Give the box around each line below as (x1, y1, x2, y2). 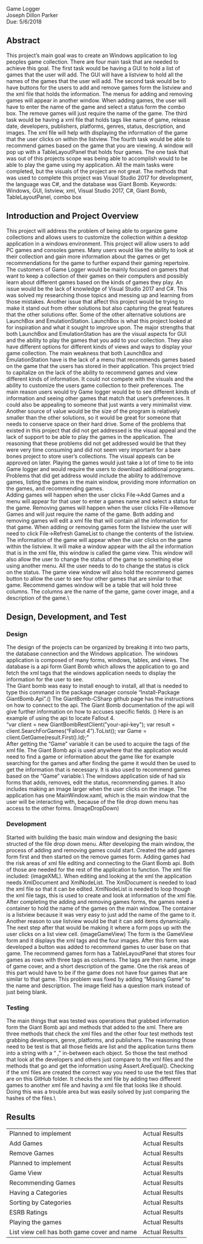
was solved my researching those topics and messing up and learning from (6, 291, 193, 299)
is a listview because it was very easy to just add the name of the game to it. (6, 911, 196, 918)
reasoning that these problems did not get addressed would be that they (6, 440, 186, 447)
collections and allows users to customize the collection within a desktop (6, 233, 188, 241)
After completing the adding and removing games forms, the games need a (6, 898, 193, 905)
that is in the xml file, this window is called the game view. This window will (6, 549, 193, 557)
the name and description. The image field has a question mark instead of (6, 981, 190, 989)
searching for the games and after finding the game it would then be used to (6, 760, 196, 767)
